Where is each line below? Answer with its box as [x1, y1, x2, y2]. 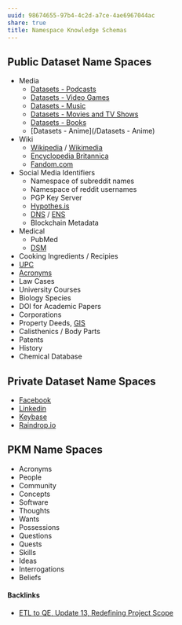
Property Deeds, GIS [18, 318, 86, 328]
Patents [18, 335, 44, 344]
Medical [18, 226, 45, 236]
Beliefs [18, 572, 42, 582]
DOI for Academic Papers [18, 302, 101, 311]
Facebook [18, 395, 52, 405]
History [18, 344, 43, 353]
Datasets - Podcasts [30, 84, 96, 94]
